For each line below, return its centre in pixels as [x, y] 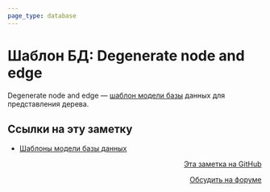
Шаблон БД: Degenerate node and [126, 55]
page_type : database [42, 16]
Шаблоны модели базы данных [73, 148]
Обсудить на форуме [226, 180]
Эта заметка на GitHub [222, 164]
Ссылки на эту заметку [70, 129]
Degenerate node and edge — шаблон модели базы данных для [116, 95]
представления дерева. [48, 104]
